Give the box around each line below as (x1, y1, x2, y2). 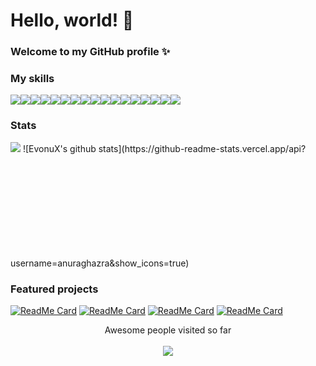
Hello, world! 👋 (10, 9, 135, 32)
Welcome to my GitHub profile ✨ (10, 45, 171, 59)
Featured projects (10, 282, 99, 296)
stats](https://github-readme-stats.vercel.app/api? (98, 142, 307, 154)
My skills (10, 72, 55, 86)
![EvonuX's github (22, 142, 97, 154)
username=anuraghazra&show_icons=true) (10, 257, 190, 269)
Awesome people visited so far (104, 324, 232, 336)
